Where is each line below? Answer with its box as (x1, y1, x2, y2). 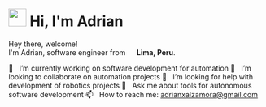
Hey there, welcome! (8, 39, 78, 49)
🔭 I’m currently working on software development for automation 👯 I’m (8, 63, 251, 73)
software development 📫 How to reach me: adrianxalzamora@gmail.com (8, 89, 259, 99)
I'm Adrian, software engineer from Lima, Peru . (8, 47, 176, 57)
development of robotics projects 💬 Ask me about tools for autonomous (8, 80, 252, 90)
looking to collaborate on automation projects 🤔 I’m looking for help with (8, 71, 254, 81)
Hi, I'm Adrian (29, 12, 124, 31)
